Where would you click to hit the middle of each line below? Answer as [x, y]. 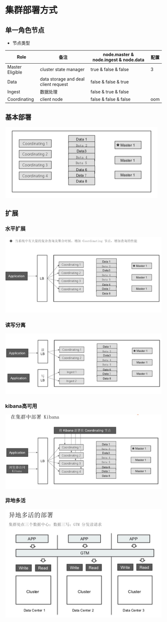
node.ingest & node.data [119, 60]
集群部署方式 [32, 10]
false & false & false [110, 99]
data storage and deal [62, 79]
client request [54, 84]
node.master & [118, 54]
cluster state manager [62, 70]
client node [51, 99]
